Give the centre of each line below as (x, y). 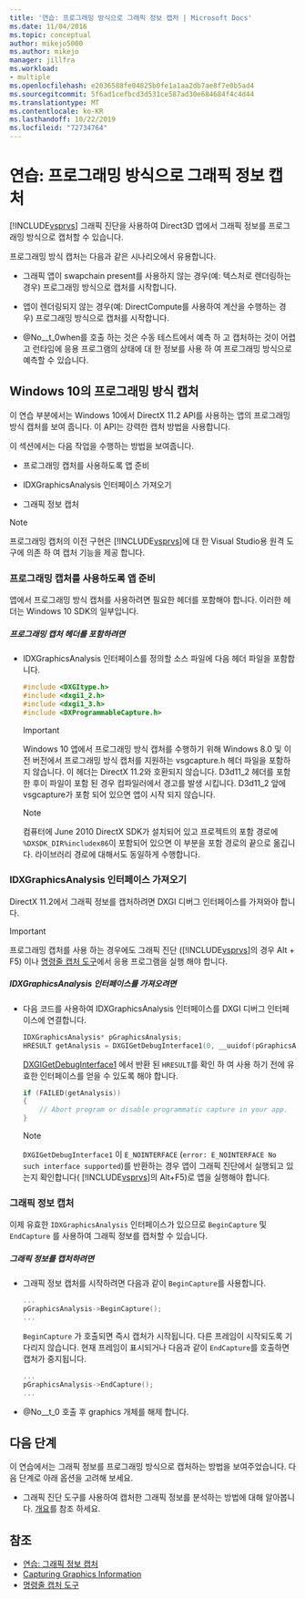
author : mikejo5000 (46, 43)
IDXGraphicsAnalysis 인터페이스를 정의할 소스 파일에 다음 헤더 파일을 (147, 659)
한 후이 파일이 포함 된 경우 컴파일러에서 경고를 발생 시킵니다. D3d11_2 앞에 (154, 783)
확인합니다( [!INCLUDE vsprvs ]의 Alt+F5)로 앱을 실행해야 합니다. (155, 1177)
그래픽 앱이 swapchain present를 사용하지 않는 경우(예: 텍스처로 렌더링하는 (157, 275)
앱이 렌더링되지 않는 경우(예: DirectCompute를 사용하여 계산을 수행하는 (150, 306)
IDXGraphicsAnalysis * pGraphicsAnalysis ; (102, 1037)
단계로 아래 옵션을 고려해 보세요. (76, 1478)
